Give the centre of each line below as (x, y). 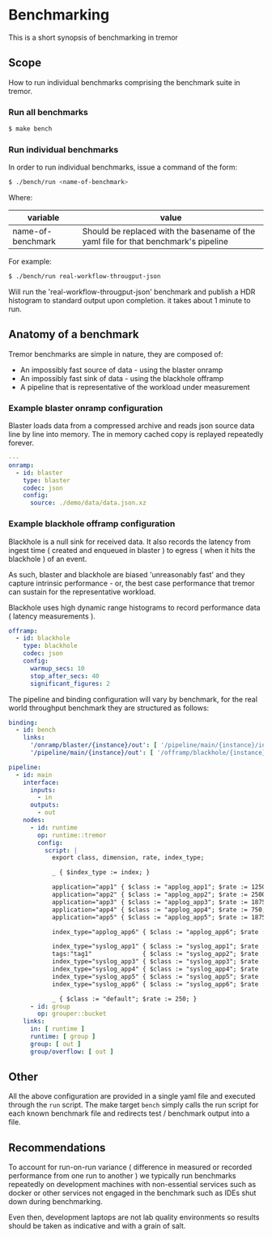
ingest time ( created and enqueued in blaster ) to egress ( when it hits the (132, 550)
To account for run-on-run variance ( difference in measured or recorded (130, 1167)
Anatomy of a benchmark (74, 334)
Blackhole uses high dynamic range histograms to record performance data (134, 607)
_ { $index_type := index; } (101, 872)
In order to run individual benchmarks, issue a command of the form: (123, 167)
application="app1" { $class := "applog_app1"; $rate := (150, 887)
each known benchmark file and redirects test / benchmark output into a (129, 1113)
